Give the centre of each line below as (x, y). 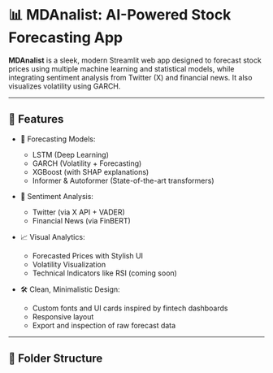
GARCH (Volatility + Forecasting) (87, 163)
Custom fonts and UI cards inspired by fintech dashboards (130, 308)
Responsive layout (63, 316)
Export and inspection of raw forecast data (104, 325)
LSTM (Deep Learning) (71, 154)
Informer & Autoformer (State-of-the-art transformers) (123, 180)
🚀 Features (36, 119)
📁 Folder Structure (56, 359)
